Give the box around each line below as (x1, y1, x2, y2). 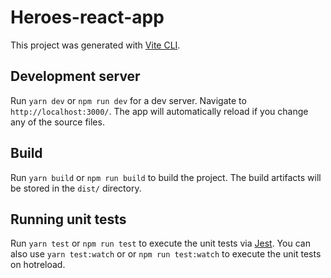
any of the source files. (10, 116, 105, 128)
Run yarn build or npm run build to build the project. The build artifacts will (10, 171, 322, 183)
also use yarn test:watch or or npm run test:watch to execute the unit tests (10, 248, 322, 260)
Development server (10, 68, 141, 85)
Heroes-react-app (10, 6, 165, 29)
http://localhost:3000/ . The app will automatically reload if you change (10, 105, 309, 117)
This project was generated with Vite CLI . (10, 39, 181, 51)
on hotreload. (10, 259, 66, 271)
